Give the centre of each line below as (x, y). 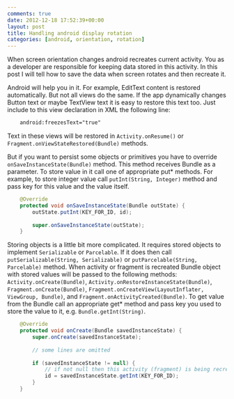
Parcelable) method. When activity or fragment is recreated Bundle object (114, 267)
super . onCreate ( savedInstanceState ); (87, 337)
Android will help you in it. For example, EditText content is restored (104, 88)
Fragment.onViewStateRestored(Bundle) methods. (78, 143)
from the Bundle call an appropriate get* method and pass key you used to (114, 304)
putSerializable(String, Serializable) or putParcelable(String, (102, 260)
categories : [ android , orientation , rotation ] (76, 40)
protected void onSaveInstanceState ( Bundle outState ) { (103, 205)
